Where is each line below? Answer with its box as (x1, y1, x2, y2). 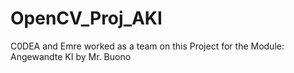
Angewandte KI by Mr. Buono (10, 50, 132, 62)
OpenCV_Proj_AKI (10, 7, 163, 30)
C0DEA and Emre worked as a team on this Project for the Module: (10, 40, 285, 52)
